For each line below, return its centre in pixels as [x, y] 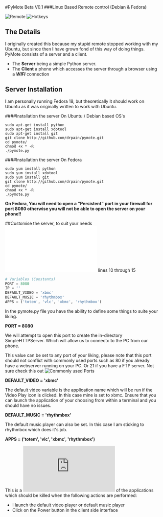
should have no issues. [28, 405]
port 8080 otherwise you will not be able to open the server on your [75, 209]
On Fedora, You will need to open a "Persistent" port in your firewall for [79, 203]
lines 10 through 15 [117, 270]
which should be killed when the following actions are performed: [71, 495]
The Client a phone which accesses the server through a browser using [85, 69]
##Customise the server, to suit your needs [49, 223]
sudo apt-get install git [31, 133]
